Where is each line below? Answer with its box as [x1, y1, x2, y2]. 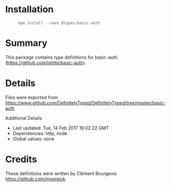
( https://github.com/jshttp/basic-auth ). [5, 60, 87, 66]
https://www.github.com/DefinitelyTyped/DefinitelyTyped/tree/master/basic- [5, 99, 166, 105]
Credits [5, 154, 37, 165]
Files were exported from [5, 94, 58, 100]
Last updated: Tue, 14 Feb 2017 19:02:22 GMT [12, 125, 109, 131]
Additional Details [5, 115, 42, 121]
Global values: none [12, 136, 54, 142]
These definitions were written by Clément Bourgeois [5, 170, 117, 176]
